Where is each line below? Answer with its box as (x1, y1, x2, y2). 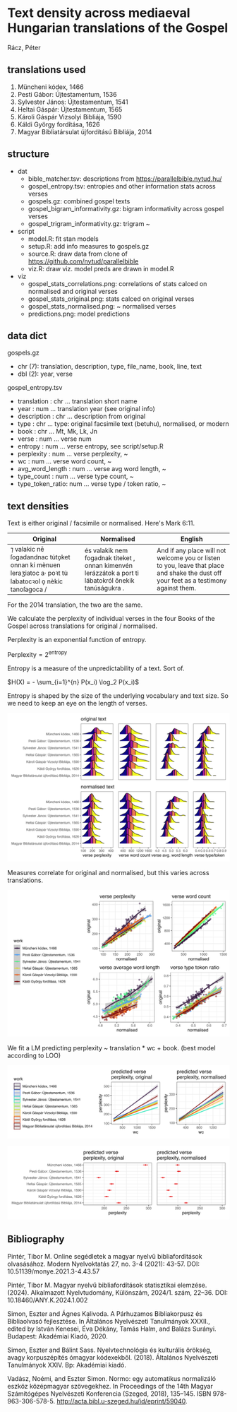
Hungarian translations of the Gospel (7, 20, 229, 36)
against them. (157, 583, 196, 592)
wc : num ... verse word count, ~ (17, 457, 112, 465)
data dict (7, 330, 47, 342)
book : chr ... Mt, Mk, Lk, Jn (17, 427, 97, 436)
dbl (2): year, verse (17, 369, 73, 379)
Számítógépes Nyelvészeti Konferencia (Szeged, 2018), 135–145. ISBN (7, 1389, 212, 1398)
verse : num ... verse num (17, 434, 92, 443)
